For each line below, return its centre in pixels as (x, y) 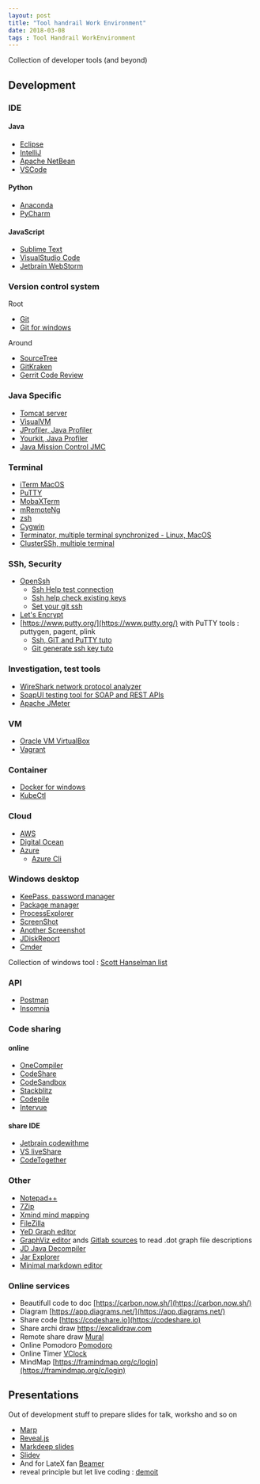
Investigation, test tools (55, 669)
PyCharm (35, 213)
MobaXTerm (40, 502)
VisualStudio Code (50, 258)
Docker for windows (53, 787)
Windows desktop (44, 879)
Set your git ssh (57, 606)
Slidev (30, 1455)
